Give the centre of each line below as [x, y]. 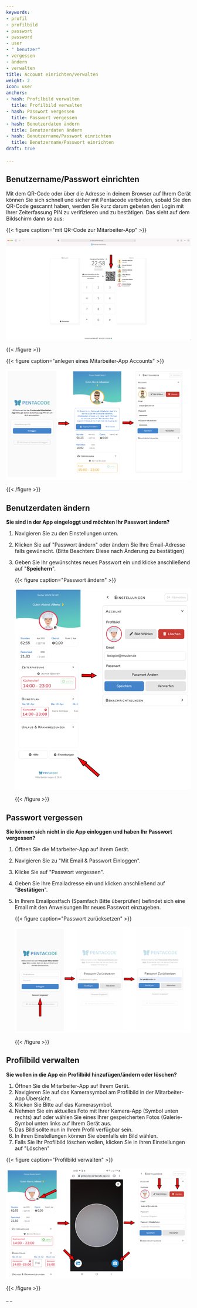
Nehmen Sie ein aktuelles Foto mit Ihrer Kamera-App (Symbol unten [96, 1111]
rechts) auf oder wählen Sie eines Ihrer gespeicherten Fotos [87, 1117]
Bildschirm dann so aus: [35, 218]
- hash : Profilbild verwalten [43, 99]
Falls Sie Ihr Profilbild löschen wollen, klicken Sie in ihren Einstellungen [100, 1142]
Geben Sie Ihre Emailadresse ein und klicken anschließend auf [90, 884]
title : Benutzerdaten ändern [47, 130]
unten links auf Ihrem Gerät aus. [73, 1123]
